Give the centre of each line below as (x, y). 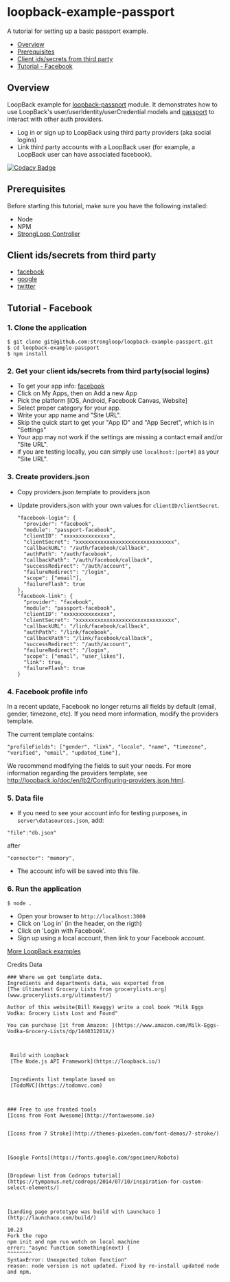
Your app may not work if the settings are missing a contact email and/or (120, 437)
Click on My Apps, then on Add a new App (77, 393)
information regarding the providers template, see (77, 773)
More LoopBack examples (44, 951)
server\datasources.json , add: (60, 820)
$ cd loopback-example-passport (53, 348)
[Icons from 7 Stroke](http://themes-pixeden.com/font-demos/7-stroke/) (113, 1134)
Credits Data (25, 964)
